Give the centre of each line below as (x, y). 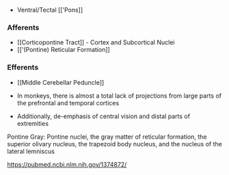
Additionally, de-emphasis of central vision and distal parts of (103, 116)
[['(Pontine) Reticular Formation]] (64, 50)
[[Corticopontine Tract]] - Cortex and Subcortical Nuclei (96, 42)
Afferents (23, 27)
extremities (33, 123)
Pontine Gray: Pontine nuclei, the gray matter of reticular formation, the (107, 137)
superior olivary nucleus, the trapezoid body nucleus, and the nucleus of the (114, 144)
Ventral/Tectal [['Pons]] (50, 10)
